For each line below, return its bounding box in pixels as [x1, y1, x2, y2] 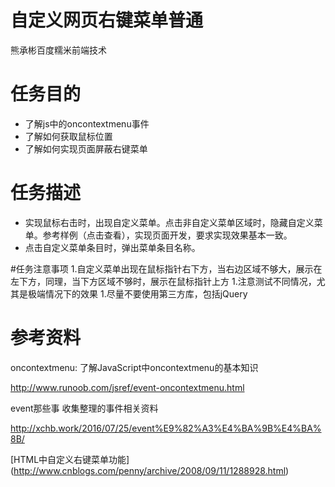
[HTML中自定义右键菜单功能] [10, 453, 130, 465]
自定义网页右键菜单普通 [10, 9, 204, 32]
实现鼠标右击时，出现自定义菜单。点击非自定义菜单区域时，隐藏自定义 [24, 216, 315, 228]
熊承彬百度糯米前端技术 [10, 44, 107, 56]
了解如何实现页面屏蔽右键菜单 [24, 142, 148, 155]
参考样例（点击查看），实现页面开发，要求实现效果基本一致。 [42, 229, 293, 241]
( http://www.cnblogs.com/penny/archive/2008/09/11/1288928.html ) [10, 464, 290, 476]
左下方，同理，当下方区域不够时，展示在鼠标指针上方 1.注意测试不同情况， [10, 275, 317, 287]
